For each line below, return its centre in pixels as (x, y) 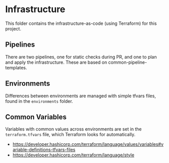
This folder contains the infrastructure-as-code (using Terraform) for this (81, 23)
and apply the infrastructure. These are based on (56, 62)
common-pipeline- (128, 62)
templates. (16, 67)
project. (13, 28)
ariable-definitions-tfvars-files (44, 150)
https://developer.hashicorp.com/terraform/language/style (73, 155)
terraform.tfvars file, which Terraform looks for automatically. (70, 135)
